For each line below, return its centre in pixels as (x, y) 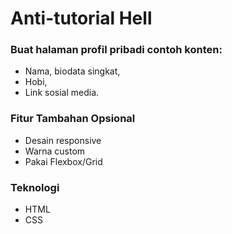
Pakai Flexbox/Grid (63, 161)
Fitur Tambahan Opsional (73, 119)
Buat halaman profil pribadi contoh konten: (116, 50)
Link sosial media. (62, 93)
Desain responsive (63, 140)
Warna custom (55, 151)
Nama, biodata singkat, (72, 71)
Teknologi (35, 187)
